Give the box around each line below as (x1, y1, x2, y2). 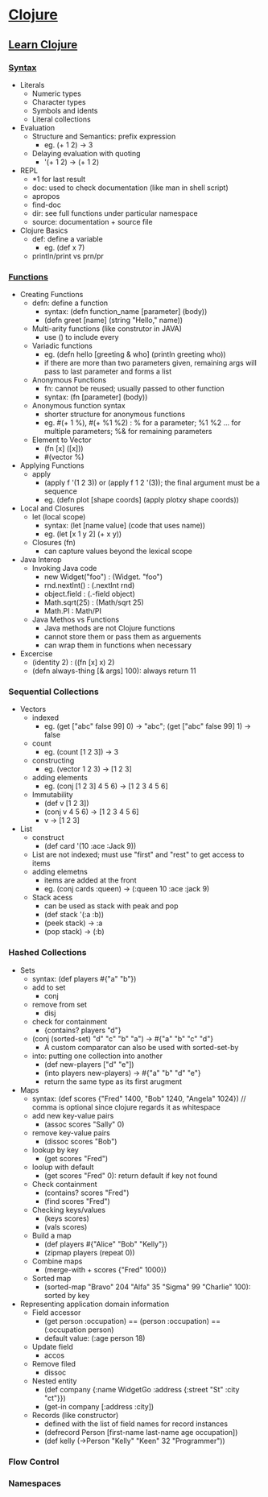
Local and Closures (19, 503, 85, 513)
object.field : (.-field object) (43, 589, 135, 599)
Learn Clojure (8, 38, 78, 52)
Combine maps (31, 1256, 83, 1266)
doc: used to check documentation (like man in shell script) (31, 183, 229, 192)
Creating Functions (19, 290, 84, 300)
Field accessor (31, 1307, 81, 1317)
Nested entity (31, 1375, 77, 1386)
